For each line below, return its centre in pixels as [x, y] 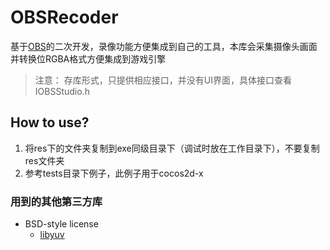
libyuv [52, 235]
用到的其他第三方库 [56, 201]
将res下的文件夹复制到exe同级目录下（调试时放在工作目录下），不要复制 [172, 148]
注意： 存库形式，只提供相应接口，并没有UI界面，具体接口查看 [163, 80]
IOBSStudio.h [62, 91]
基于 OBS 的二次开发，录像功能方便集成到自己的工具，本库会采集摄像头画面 [164, 46]
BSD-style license [61, 224]
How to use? [50, 122]
